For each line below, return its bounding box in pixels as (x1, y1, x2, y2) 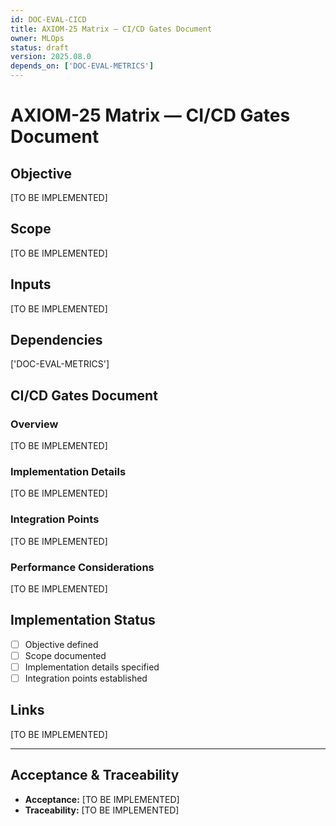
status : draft (10, 42, 70, 53)
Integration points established (24, 672, 148, 685)
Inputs (10, 276, 52, 293)
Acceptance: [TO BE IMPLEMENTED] (24, 793, 180, 805)
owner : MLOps (10, 33, 65, 43)
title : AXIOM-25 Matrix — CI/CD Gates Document (10, 24, 213, 34)
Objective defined (24, 638, 99, 650)
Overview (10, 417, 59, 431)
